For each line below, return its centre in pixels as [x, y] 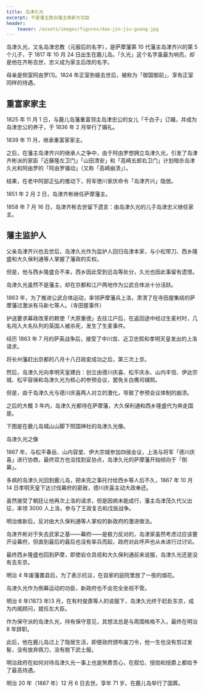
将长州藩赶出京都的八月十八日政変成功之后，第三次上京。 [78, 359]
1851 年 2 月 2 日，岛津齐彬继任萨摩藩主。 [59, 194]
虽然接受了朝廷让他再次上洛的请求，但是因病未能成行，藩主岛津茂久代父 [97, 500]
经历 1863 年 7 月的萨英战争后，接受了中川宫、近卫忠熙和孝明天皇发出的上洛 [102, 339]
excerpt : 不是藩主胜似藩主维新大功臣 [48, 18]
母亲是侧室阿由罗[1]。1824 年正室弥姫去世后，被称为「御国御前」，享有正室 [100, 75]
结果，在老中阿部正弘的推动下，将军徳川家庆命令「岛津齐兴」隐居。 [91, 181]
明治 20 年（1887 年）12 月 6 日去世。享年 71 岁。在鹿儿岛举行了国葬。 [95, 683]
